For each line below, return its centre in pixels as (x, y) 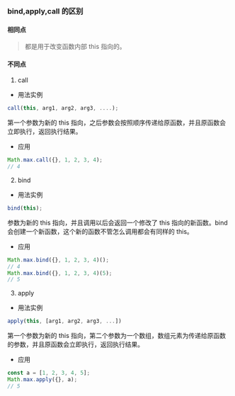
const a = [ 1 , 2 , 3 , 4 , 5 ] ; (49, 373)
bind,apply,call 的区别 (45, 11)
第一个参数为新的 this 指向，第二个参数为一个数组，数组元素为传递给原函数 (117, 336)
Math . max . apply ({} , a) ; (42, 380)
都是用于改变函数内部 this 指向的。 (75, 47)
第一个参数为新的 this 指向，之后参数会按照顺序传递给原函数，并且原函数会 (117, 123)
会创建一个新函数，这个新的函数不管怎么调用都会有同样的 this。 (100, 231)
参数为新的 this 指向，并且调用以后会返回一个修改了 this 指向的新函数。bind (117, 222)
